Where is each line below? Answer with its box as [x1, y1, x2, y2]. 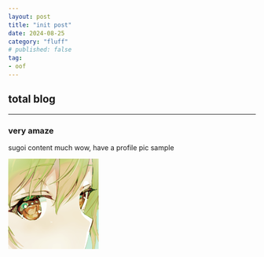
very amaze [8, 125, 54, 136]
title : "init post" [8, 20, 72, 29]
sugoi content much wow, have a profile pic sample [8, 142, 174, 152]
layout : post [8, 13, 51, 20]
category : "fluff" [8, 38, 68, 46]
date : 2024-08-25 [8, 29, 65, 37]
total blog [8, 93, 57, 106]
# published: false [8, 46, 72, 54]
